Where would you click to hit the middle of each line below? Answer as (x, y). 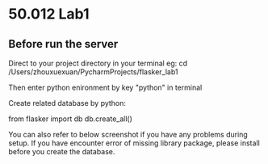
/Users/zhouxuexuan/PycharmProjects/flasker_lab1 (94, 72)
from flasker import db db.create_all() (71, 119)
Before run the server (63, 44)
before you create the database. (62, 151)
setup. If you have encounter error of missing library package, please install (134, 143)
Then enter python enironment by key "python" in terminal (105, 87)
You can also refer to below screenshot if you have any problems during (128, 135)
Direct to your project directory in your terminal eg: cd (98, 63)
